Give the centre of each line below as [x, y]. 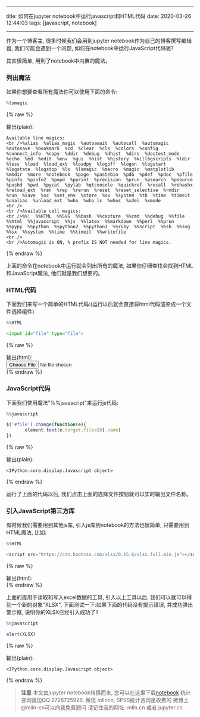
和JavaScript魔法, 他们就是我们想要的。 [55, 273]
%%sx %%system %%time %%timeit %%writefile [66, 232]
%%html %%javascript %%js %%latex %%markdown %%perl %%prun [90, 222]
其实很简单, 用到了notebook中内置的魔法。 [59, 61]
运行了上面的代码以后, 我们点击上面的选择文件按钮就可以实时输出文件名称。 [99, 494]
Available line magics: [36, 138]
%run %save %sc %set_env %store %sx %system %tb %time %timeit [98, 195]
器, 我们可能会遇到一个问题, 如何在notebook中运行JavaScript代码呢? [90, 48]
